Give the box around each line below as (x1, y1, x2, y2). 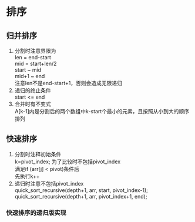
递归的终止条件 (14, 87, 51, 94)
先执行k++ (14, 173, 40, 180)
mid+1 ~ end (14, 73, 45, 79)
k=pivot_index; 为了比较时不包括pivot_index (14, 158, 121, 165)
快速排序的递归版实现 (6, 208, 66, 217)
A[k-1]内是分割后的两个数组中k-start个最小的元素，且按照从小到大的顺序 (14, 108, 190, 115)
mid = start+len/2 (14, 60, 57, 67)
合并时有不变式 (14, 100, 51, 107)
